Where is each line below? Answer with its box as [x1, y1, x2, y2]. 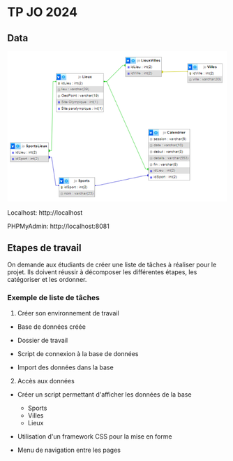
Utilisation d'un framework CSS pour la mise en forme [17, 432, 172, 441]
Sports [27, 404, 47, 412]
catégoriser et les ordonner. [7, 276, 87, 284]
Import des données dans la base [17, 363, 114, 371]
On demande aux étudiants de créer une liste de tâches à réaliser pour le [7, 260, 217, 269]
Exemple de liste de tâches [7, 293, 100, 303]
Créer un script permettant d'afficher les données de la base [17, 390, 192, 399]
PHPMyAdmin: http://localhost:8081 [7, 222, 110, 230]
